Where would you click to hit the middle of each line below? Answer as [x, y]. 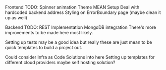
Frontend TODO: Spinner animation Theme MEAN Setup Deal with [72, 7]
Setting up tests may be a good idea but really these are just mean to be [79, 42]
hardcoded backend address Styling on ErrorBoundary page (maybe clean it [83, 12]
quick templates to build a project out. [44, 47]
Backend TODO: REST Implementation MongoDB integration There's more [81, 27]
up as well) [16, 18]
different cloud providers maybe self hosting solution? [60, 62]
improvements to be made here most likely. [49, 33]
